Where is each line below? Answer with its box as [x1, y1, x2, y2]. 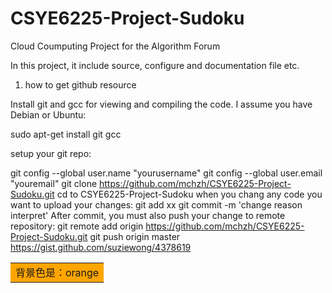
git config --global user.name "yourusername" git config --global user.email [10, 167, 323, 179]
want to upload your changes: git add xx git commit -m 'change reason [10, 198, 303, 211]
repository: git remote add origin [10, 220, 144, 232]
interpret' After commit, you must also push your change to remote [10, 209, 286, 221]
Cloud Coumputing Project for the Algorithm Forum [10, 40, 221, 52]
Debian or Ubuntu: [10, 108, 87, 121]
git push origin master [89, 230, 181, 242]
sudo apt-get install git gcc [10, 128, 122, 140]
